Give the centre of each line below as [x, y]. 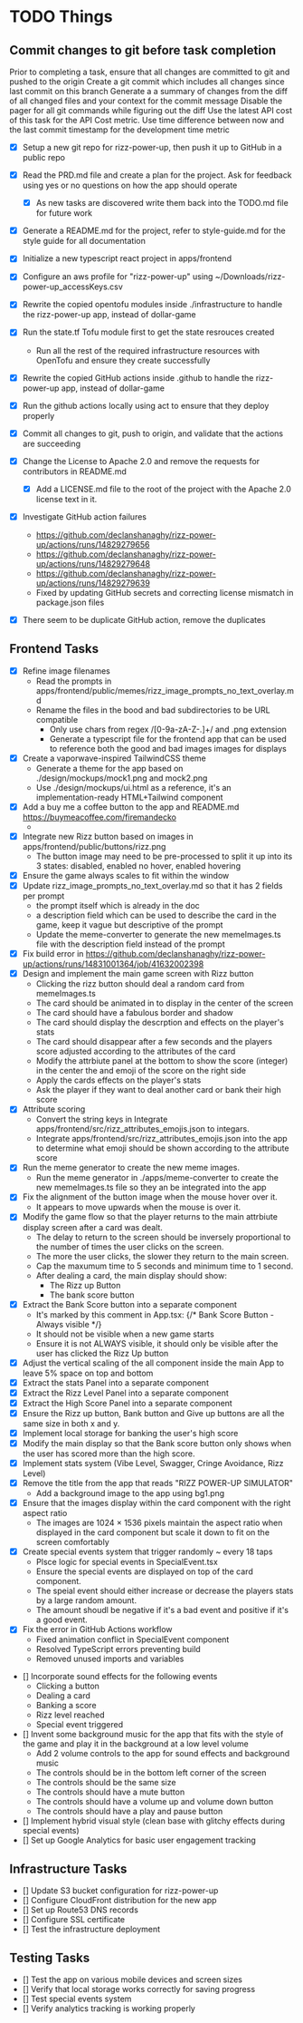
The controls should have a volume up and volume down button [155, 1802]
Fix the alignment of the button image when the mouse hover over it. [150, 1197]
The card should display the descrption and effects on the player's [160, 1023]
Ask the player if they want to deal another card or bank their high [159, 1090]
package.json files [70, 602]
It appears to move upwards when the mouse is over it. [138, 1207]
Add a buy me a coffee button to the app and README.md [131, 807]
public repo [44, 158]
